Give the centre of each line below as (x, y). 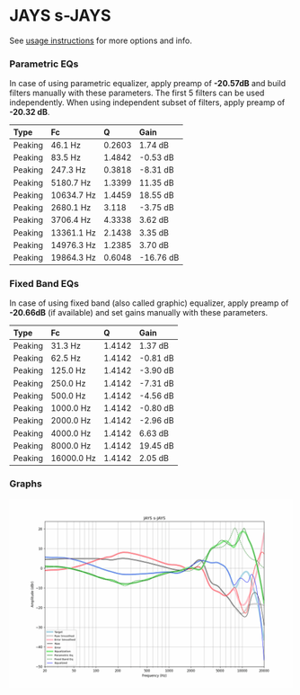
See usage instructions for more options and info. (101, 40)
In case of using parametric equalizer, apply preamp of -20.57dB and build (148, 84)
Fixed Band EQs (44, 283)
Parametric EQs (44, 64)
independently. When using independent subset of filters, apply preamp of (147, 102)
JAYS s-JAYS (60, 16)
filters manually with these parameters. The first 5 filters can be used (137, 93)
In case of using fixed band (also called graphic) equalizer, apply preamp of (149, 303)
